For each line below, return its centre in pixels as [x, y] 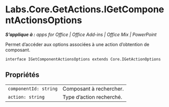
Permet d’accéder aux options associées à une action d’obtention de [77, 44]
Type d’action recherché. [92, 97]
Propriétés [22, 75]
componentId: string [33, 89]
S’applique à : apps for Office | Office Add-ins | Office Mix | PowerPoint [81, 34]
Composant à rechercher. [93, 89]
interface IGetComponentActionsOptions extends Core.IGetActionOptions [83, 59]
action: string [26, 97]
